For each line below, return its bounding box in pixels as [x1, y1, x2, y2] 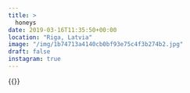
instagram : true [8, 55, 61, 63]
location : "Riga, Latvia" [8, 33, 92, 41]
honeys [15, 19, 37, 27]
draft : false [8, 48, 51, 55]
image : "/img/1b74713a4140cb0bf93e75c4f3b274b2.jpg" [8, 41, 184, 48]
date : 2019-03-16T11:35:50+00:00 [8, 26, 117, 34]
